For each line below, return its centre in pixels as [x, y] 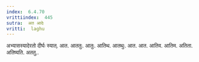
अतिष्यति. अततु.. [23, 52]
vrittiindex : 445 [30, 17]
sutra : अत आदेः [25, 23]
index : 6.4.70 [26, 12]
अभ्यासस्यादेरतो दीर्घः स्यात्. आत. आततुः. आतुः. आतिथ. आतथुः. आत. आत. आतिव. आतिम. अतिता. [100, 46]
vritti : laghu [26, 29]
